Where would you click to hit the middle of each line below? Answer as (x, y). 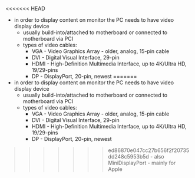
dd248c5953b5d (129, 156)
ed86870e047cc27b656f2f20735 (149, 150)
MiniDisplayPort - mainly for (142, 163)
